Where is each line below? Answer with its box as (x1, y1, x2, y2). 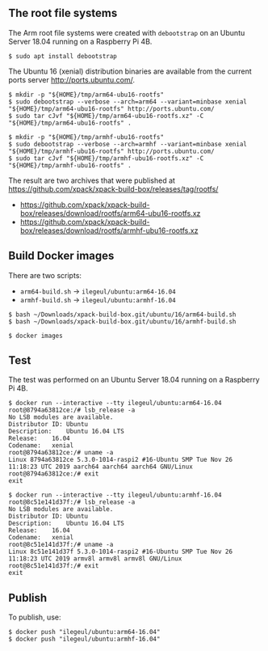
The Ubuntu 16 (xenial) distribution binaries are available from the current (8, 66, 252, 76)
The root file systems (8, 6, 118, 20)
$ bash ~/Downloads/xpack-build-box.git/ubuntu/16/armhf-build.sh (8, 317, 237, 326)
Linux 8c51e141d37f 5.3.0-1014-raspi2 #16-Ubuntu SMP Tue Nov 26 (8, 547, 232, 556)
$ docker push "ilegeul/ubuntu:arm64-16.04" (8, 628, 161, 636)
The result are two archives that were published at (8, 175, 176, 185)
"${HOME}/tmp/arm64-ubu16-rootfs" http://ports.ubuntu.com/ (8, 104, 216, 112)
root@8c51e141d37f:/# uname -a (8, 541, 114, 549)
